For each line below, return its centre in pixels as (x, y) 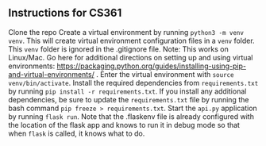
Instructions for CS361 (65, 13)
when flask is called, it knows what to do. (77, 133)
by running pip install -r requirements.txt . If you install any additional (127, 91)
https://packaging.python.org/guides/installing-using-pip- (151, 66)
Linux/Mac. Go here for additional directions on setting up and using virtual (131, 57)
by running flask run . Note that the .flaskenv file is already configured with (131, 116)
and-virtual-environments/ (52, 74)
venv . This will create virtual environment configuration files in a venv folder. (132, 40)
